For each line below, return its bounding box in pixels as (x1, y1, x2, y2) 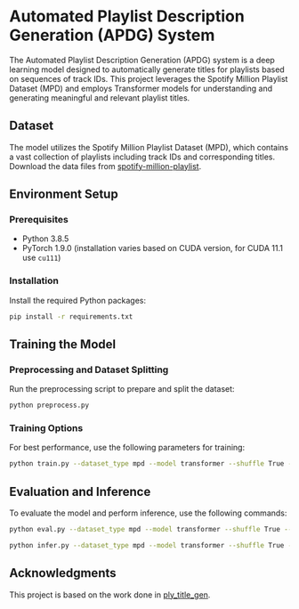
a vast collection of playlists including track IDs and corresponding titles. (9, 151, 276, 162)
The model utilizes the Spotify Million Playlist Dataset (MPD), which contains (9, 142, 289, 152)
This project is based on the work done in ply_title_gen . (9, 589, 211, 600)
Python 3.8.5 (21, 233, 69, 244)
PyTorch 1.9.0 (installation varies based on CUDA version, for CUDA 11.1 (21, 243, 283, 254)
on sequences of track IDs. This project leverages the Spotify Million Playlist (9, 73, 288, 84)
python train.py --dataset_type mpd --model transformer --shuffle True (9, 459, 285, 468)
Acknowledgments (9, 565, 117, 581)
